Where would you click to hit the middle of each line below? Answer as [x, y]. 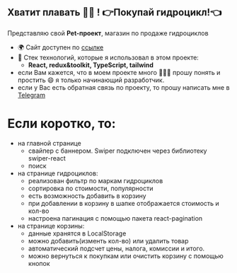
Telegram [31, 95]
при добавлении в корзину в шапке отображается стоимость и [123, 203]
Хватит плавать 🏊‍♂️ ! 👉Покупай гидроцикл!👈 [114, 12]
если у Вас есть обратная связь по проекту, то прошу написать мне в [123, 87]
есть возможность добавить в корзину [87, 196]
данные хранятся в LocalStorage [77, 233]
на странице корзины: [51, 226]
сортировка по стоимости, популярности [91, 188]
